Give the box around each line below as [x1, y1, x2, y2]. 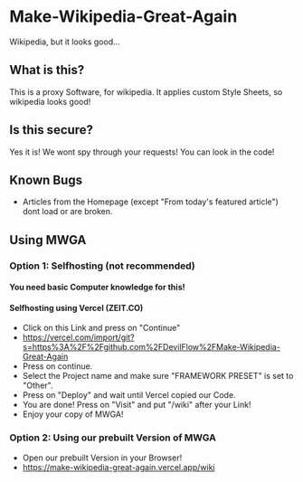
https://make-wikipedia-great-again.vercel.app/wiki [22, 461, 215, 472]
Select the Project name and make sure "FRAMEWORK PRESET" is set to [22, 371, 294, 382]
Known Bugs [9, 172, 83, 187]
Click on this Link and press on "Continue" [22, 323, 181, 334]
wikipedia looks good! [9, 96, 91, 107]
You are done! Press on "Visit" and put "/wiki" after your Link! [22, 400, 251, 411]
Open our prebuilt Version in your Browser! [22, 452, 183, 463]
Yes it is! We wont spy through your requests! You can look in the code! [9, 146, 275, 157]
